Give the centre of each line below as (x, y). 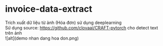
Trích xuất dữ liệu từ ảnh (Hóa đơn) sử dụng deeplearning (64, 23)
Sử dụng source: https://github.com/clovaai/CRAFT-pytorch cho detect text (82, 27)
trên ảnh (14, 33)
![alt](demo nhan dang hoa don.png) (42, 38)
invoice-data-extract (49, 9)
